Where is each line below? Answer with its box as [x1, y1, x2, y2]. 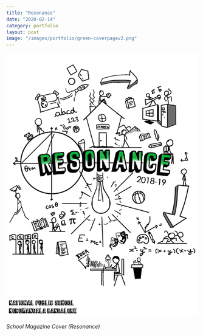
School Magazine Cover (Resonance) [6, 323, 100, 330]
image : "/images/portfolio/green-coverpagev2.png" [6, 35, 137, 42]
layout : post [6, 29, 40, 35]
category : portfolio [6, 22, 59, 29]
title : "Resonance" [6, 10, 56, 16]
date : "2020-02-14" [6, 16, 56, 22]
